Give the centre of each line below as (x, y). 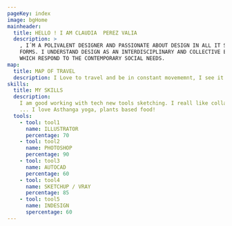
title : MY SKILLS (38, 90)
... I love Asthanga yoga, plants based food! (88, 110)
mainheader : (24, 26)
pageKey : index (29, 13)
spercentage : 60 (49, 212)
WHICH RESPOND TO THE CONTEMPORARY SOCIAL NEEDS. (93, 59)
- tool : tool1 (40, 122)
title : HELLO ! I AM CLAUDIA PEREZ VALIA (75, 33)
